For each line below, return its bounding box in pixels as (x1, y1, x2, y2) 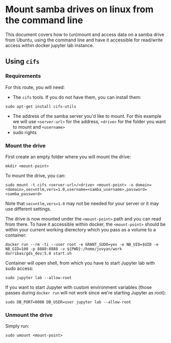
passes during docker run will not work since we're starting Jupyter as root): (5, 289, 166, 295)
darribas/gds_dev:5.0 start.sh (5, 251, 72, 256)
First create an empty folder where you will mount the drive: (5, 154, 131, 160)
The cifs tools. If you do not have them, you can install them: (12, 94, 141, 100)
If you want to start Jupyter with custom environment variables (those (5, 284, 152, 290)
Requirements (5, 73, 41, 80)
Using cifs (5, 57, 40, 66)
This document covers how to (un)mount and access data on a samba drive (5, 31, 164, 37)
